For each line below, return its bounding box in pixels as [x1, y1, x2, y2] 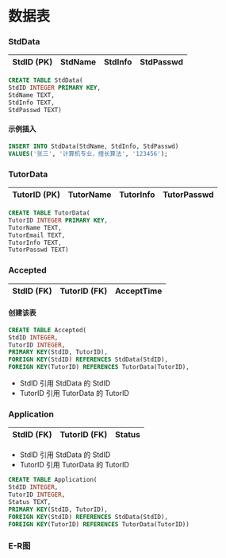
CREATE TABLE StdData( [8, 76, 83, 84]
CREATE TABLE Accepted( [8, 326, 87, 334]
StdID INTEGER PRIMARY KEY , [8, 84, 102, 92]
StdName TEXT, [8, 91, 56, 99]
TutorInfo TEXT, [8, 238, 62, 246]
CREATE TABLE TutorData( [8, 209, 90, 217]
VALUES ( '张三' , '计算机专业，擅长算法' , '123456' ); [8, 149, 168, 157]
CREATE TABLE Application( [8, 476, 98, 484]
